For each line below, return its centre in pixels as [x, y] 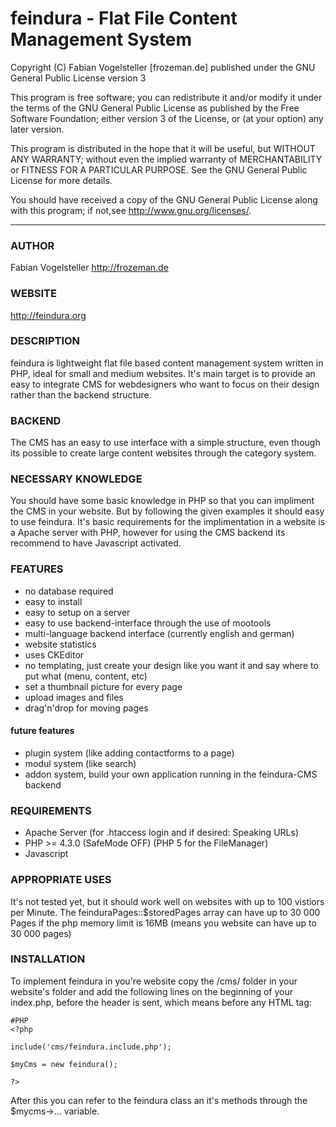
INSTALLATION [48, 959]
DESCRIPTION [45, 341]
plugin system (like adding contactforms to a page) [129, 753]
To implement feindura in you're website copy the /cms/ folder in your [154, 981]
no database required [69, 591]
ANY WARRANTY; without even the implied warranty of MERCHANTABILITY [166, 159]
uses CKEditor [54, 654]
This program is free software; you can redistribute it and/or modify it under [166, 97]
